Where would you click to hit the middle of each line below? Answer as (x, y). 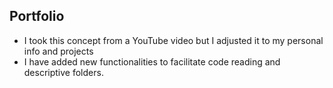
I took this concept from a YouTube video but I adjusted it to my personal (173, 40)
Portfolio (37, 16)
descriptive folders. (63, 72)
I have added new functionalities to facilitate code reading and (152, 61)
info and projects (58, 51)
